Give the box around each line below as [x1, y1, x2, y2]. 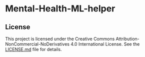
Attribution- [115, 36, 140, 42]
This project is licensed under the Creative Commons [5, 36, 115, 42]
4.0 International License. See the [70, 41, 140, 47]
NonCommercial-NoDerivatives [5, 41, 70, 47]
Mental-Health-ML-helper [5, 3, 115, 14]
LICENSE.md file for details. [5, 47, 62, 52]
